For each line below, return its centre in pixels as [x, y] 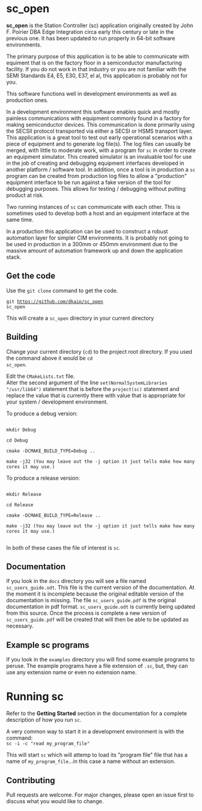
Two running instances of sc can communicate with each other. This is [93, 206]
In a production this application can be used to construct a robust [87, 231]
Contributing [31, 780]
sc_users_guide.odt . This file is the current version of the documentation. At [100, 588]
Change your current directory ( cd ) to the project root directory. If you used [99, 351]
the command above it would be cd [50, 358]
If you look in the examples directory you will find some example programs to [101, 660]
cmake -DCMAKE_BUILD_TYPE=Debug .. [51, 451]
